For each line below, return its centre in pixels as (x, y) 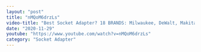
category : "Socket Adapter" (41, 39)
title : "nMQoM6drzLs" (33, 17)
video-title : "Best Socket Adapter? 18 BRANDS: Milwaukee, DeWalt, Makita (101, 23)
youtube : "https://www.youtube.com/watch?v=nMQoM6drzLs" (79, 34)
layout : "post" (25, 12)
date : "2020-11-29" (31, 28)
